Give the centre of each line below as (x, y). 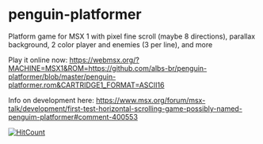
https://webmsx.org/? (105, 60)
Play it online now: (38, 60)
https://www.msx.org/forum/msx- (151, 100)
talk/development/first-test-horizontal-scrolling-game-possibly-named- (126, 109)
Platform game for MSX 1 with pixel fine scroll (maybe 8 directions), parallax (132, 36)
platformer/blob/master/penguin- (62, 76)
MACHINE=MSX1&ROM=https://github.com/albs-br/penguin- (108, 68)
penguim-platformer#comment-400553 (73, 116)
